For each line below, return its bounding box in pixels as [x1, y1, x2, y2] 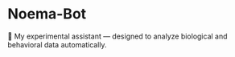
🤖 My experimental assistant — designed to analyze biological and [7, 31, 228, 41]
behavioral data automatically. [7, 39, 107, 49]
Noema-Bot [7, 5, 87, 23]
